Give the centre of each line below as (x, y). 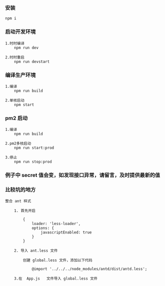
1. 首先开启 (25, 211)
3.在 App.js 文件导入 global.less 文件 (56, 279)
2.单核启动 (15, 100)
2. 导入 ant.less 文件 (36, 251)
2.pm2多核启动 (18, 144)
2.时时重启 (15, 57)
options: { (43, 228)
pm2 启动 (17, 118)
